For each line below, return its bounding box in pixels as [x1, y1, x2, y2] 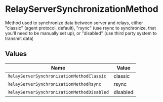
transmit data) [5, 35, 34, 41]
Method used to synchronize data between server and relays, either [5, 20, 143, 26]
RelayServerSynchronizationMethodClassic [7, 73, 107, 79]
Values [5, 50, 27, 58]
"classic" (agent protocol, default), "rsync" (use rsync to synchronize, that [5, 25, 156, 31]
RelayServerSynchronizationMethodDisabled [7, 89, 109, 95]
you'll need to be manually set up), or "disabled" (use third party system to [5, 30, 157, 36]
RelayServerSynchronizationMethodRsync [7, 81, 101, 87]
